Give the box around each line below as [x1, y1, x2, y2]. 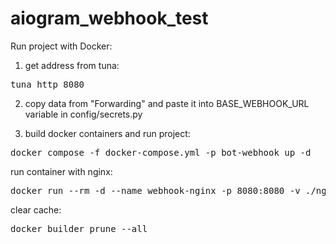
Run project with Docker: [10, 40, 113, 52]
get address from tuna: [24, 59, 120, 71]
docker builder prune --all [10, 223, 148, 234]
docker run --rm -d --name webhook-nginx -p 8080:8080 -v [10, 185, 301, 196]
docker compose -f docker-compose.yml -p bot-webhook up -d [10, 147, 312, 158]
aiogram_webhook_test [10, 7, 209, 30]
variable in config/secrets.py [24, 108, 143, 120]
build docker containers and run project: [24, 127, 191, 139]
